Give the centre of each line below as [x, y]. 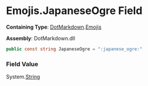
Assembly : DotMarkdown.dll [41, 38]
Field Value [22, 64]
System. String [23, 77]
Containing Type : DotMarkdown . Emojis [54, 27]
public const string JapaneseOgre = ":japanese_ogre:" [74, 49]
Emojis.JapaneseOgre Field [74, 11]
